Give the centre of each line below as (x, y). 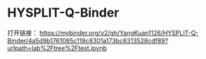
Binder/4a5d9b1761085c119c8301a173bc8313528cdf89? (88, 40)
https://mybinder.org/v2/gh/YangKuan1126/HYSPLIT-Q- (119, 33)
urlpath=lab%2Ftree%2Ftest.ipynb (57, 48)
